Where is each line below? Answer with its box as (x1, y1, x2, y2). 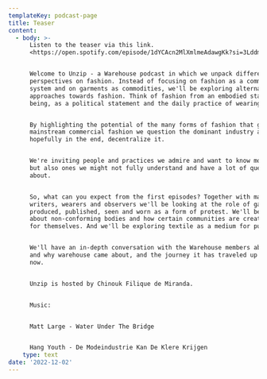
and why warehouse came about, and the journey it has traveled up (29, 251, 258, 259)
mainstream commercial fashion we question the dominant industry (29, 128, 254, 136)
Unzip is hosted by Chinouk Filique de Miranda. (29, 280, 194, 288)
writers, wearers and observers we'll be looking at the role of (29, 200, 250, 208)
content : (8, 26, 37, 34)
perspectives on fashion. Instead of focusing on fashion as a (29, 77, 244, 85)
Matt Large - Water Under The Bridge (29, 323, 155, 331)
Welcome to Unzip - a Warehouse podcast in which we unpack (29, 70, 233, 78)
